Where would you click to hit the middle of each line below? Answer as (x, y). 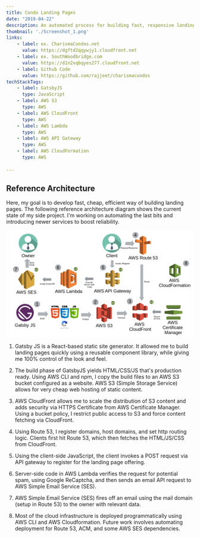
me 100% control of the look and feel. (61, 358)
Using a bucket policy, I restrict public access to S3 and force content (100, 413)
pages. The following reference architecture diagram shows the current (94, 209)
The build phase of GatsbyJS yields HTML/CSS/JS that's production (98, 370)
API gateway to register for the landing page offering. (80, 462)
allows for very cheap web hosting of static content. (79, 389)
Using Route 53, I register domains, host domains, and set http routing (101, 431)
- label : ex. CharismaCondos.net (58, 44)
